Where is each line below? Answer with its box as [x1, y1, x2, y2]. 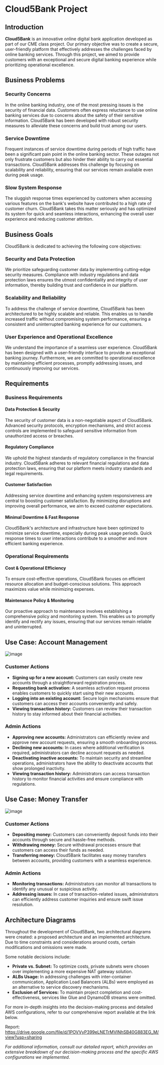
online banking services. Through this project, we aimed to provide [5, 51, 140, 57]
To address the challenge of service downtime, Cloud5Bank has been [5, 305, 145, 311]
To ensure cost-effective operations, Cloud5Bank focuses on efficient [5, 576, 145, 582]
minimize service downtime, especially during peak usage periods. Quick [5, 530, 152, 536]
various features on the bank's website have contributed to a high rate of [5, 201, 152, 207]
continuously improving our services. [5, 365, 80, 371]
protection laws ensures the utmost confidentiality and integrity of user [5, 277, 148, 283]
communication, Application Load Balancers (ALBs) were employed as [12, 979, 154, 985]
